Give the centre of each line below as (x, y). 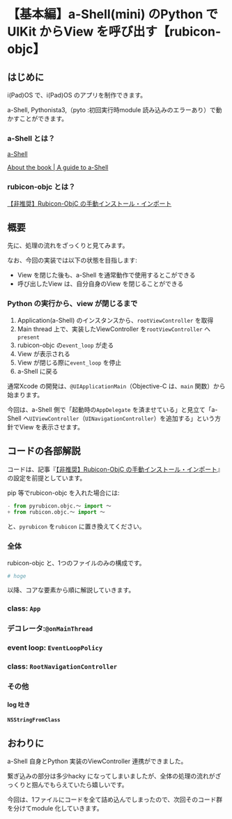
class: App (24, 608)
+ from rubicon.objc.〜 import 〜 (56, 512)
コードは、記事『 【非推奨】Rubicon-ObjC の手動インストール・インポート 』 (115, 469)
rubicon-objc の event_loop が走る (65, 345)
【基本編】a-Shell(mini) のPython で (113, 14)
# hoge (17, 576)
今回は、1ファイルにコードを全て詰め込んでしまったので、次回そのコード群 (115, 799)
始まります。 (25, 395)
